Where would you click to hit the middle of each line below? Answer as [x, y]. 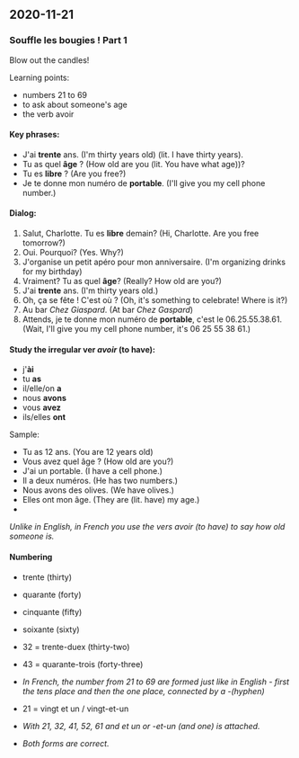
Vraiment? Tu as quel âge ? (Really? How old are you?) [122, 281]
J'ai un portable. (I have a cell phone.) [92, 471]
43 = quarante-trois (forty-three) [83, 664]
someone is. [32, 536]
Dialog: [23, 213]
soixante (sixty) [51, 629]
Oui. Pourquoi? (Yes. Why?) [73, 253]
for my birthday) [52, 272]
